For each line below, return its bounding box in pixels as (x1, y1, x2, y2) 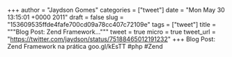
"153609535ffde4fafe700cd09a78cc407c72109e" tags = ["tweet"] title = (7, 21, 217, 28)
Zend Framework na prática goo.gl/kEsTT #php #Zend (7, 43, 164, 50)
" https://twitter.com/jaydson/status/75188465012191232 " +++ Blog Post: (7, 35, 216, 43)
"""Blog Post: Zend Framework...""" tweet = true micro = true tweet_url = (7, 27, 216, 36)
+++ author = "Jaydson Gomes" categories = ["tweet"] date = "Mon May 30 (7, 6, 225, 14)
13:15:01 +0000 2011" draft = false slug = (7, 13, 124, 21)
